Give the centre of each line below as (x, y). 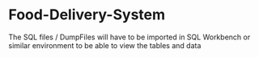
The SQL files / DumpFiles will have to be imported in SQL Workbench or (129, 37)
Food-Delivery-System (87, 15)
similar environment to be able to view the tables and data (105, 45)
